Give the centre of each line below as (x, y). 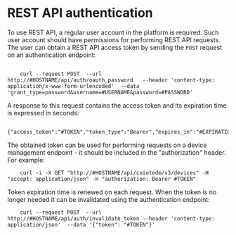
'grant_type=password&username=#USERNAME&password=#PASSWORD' (100, 92)
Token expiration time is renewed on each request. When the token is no (112, 192)
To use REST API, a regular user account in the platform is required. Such (113, 32)
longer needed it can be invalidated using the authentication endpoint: (109, 199)
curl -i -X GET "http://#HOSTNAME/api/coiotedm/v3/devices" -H (114, 173)
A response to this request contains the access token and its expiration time (117, 105)
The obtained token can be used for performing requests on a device (107, 145)
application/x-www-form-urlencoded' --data (73, 86)
